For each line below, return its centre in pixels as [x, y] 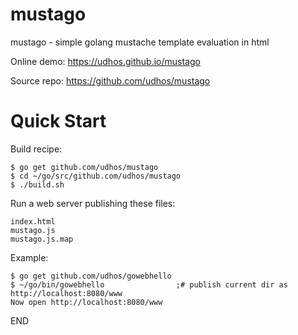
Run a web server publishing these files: [93, 203]
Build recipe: [36, 149]
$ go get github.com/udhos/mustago [84, 167]
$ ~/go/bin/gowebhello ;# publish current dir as [149, 284]
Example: [29, 257]
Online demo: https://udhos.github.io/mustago [105, 61]
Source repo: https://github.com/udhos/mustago [110, 80]
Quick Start [58, 121]
